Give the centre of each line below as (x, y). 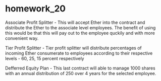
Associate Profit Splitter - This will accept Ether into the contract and (75, 22)
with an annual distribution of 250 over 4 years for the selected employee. (81, 73)
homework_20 (35, 9)
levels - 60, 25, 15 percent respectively (45, 58)
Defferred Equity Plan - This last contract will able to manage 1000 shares (80, 68)
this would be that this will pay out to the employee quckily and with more (80, 33)
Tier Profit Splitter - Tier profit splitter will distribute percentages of (74, 48)
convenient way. (22, 38)
